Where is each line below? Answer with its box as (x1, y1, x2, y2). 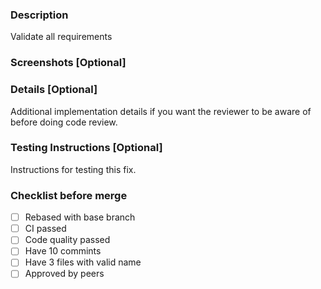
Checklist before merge (10, 188, 128, 202)
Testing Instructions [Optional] (10, 141, 163, 155)
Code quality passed (24, 234, 111, 246)
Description (10, 8, 69, 22)
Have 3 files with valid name (24, 256, 142, 268)
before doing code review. (10, 116, 118, 128)
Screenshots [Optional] (10, 56, 127, 70)
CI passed (24, 223, 67, 235)
